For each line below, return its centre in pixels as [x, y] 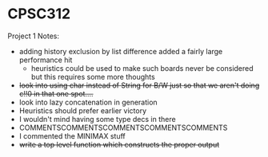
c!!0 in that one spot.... [56, 93]
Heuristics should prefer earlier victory [83, 110]
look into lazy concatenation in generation [88, 102]
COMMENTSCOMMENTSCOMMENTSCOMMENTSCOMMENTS [123, 128]
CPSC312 [39, 14]
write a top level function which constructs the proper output [119, 144]
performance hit [46, 60]
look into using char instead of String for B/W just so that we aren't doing [139, 85]
